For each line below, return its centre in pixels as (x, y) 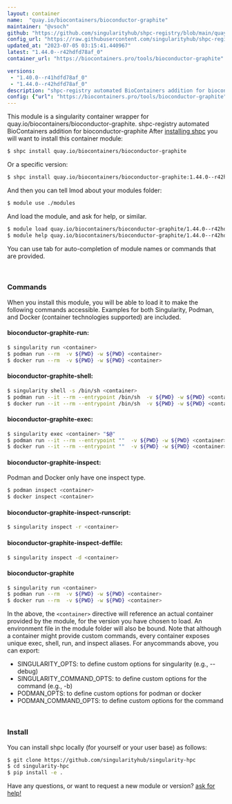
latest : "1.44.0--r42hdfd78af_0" (55, 53)
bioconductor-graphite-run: (48, 333)
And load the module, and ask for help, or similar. (77, 216)
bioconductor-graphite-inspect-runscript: (69, 512)
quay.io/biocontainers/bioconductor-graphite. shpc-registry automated (108, 124)
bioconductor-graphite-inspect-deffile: (65, 542)
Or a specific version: (38, 164)
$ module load (28, 229)
